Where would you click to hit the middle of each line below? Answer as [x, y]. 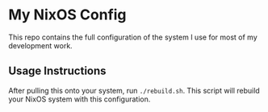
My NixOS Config [67, 15]
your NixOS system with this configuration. [80, 99]
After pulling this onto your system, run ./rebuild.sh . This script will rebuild [134, 90]
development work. [40, 45]
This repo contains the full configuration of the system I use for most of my [133, 37]
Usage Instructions [57, 71]
